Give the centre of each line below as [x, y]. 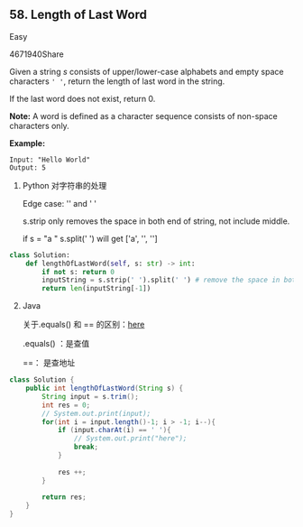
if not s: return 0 [78, 272]
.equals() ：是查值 [56, 344]
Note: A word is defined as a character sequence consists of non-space [143, 116]
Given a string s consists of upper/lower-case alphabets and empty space [147, 71]
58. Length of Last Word [78, 15]
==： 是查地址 [49, 363]
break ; [86, 447]
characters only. [39, 125]
